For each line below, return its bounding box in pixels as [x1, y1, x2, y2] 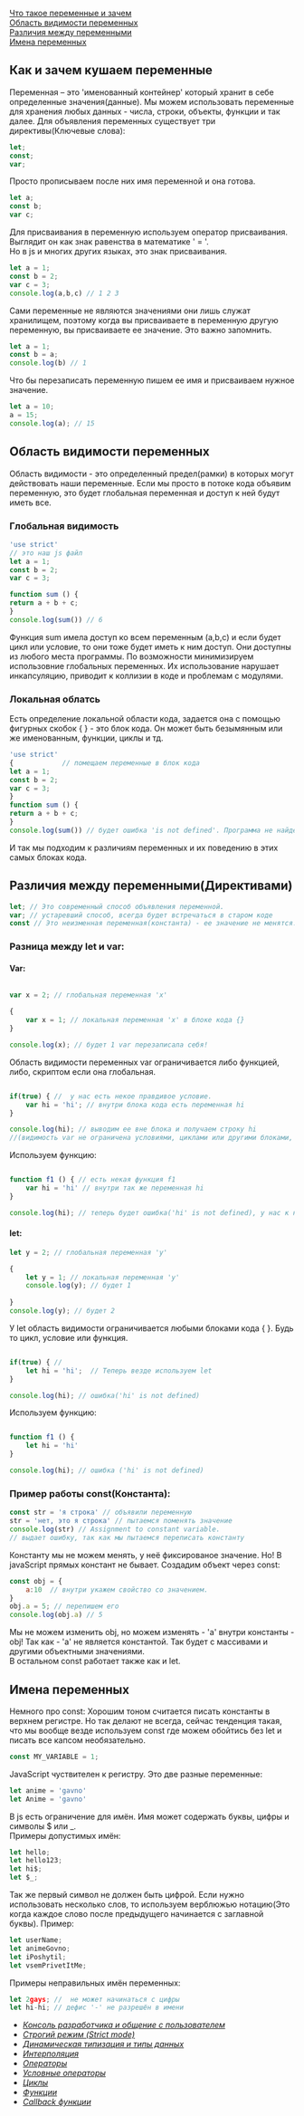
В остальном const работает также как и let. [9, 1656, 181, 1667]
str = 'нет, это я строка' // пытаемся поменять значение [9, 1517, 233, 1526]
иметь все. [9, 497, 52, 508]
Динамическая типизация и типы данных [22, 2039, 185, 2050]
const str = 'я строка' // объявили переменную [9, 1508, 193, 1518]
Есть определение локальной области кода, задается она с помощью [9, 713, 280, 724]
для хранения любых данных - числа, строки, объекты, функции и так [9, 106, 280, 117]
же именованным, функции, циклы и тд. [9, 732, 165, 743]
